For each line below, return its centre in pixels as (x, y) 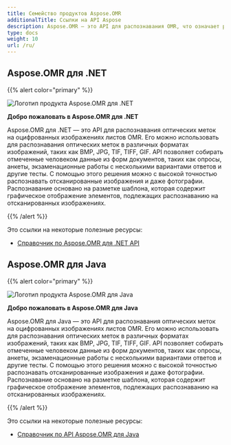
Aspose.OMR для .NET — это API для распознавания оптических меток (112, 130)
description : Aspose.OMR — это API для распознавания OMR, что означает (113, 26)
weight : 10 (23, 39)
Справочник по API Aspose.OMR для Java (78, 434)
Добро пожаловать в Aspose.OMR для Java (73, 307)
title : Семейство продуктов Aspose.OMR (64, 13)
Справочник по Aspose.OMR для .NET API (78, 243)
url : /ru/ (21, 45)
